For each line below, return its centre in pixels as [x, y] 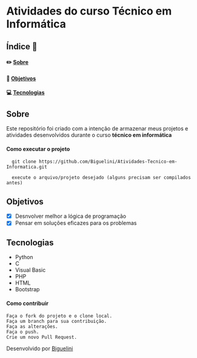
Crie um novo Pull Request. [42, 337]
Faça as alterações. [32, 327]
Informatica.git [27, 167]
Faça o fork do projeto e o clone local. [59, 316]
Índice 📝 [22, 46]
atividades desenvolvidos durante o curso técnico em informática [89, 135]
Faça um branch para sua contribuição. [57, 322]
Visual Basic [30, 270]
